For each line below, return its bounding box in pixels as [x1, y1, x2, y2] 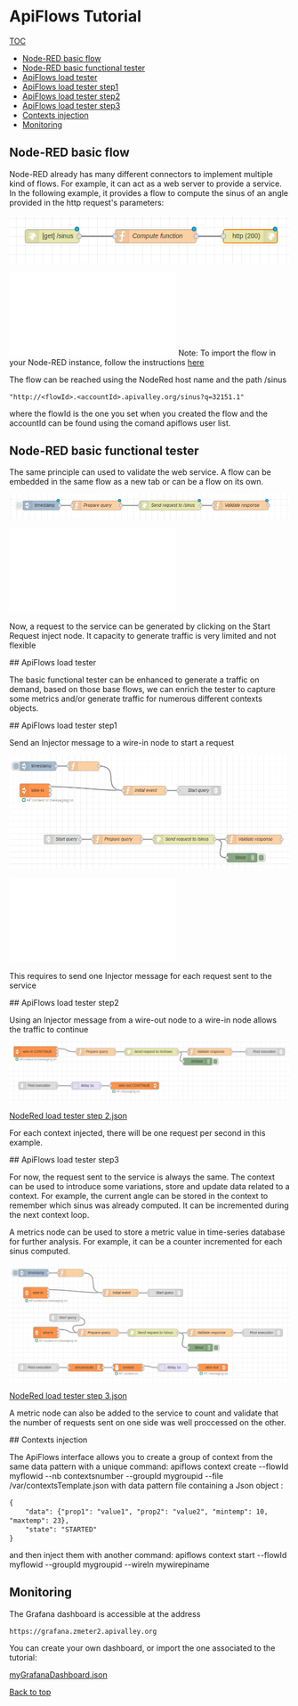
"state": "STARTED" [25, 1525, 98, 1534]
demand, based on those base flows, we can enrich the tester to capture [9, 684, 276, 695]
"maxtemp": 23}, [9, 1516, 69, 1525]
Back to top [9, 1686, 52, 1697]
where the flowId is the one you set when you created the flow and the [9, 408, 269, 419]
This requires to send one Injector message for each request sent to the [9, 970, 273, 981]
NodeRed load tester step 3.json [9, 1390, 127, 1400]
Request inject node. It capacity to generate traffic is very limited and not [9, 631, 277, 641]
